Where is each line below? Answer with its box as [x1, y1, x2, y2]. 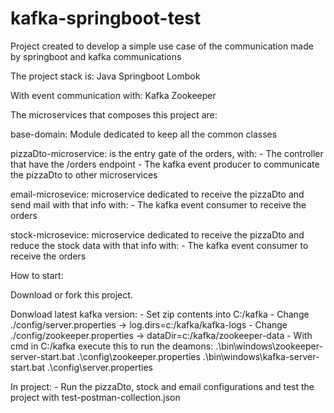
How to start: [10, 269, 64, 281]
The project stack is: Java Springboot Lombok [10, 70, 201, 82]
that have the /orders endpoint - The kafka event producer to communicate [10, 158, 320, 170]
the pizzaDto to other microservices [10, 168, 158, 181]
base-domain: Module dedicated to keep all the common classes [10, 128, 278, 140]
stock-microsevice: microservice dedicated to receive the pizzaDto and [10, 228, 305, 241]
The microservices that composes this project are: [10, 108, 218, 121]
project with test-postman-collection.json [10, 391, 181, 403]
